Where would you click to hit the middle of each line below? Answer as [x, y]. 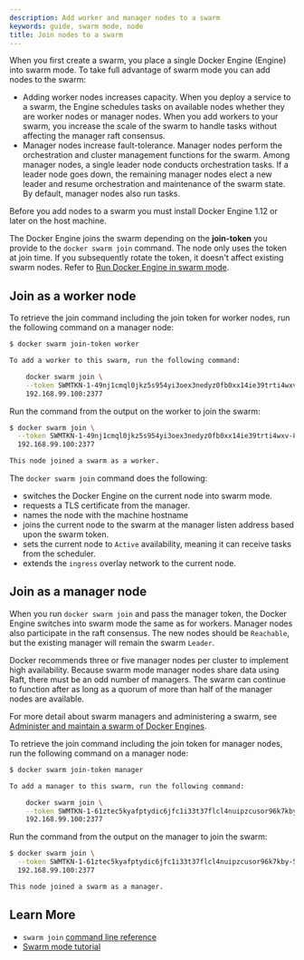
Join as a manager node [78, 592]
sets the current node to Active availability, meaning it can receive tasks [157, 544]
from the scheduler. [59, 553]
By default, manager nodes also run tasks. [101, 194]
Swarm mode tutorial [62, 946]
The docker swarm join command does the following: [109, 478]
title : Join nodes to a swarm [66, 34]
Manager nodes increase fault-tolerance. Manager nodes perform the [152, 145]
